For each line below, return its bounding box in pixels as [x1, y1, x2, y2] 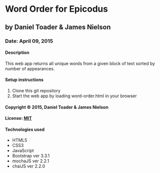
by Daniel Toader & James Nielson [5, 23, 111, 31]
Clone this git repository [12, 87, 61, 93]
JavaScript [12, 148, 34, 153]
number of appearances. [5, 65, 55, 71]
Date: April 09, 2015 [5, 38, 53, 44]
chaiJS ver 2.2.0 [12, 163, 45, 169]
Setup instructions [5, 77, 44, 83]
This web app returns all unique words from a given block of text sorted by [5, 60, 155, 66]
